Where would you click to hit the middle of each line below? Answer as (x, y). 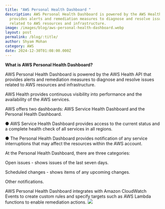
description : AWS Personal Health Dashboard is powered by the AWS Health (83, 14)
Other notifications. (25, 182)
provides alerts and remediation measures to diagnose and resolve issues (80, 79)
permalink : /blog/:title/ (31, 37)
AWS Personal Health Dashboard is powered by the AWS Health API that (78, 74)
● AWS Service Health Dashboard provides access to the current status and (82, 124)
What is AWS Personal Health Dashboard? (49, 65)
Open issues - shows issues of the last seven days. (57, 162)
